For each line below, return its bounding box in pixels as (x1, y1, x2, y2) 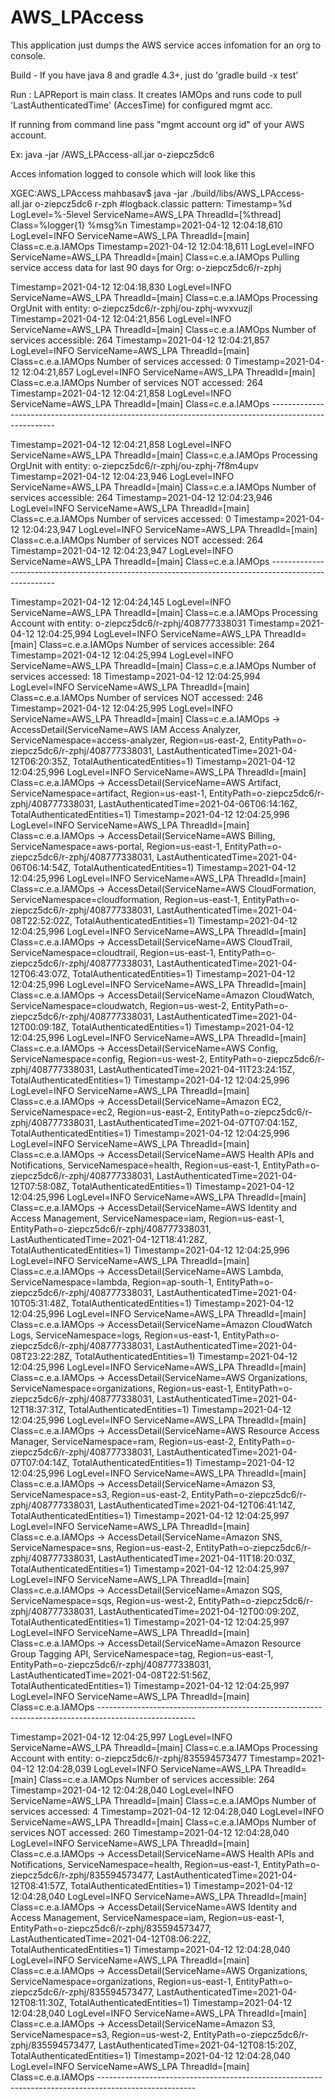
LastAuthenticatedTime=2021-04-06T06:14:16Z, (98, 797, 298, 810)
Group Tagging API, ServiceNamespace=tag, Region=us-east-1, (10, 1647, 274, 1660)
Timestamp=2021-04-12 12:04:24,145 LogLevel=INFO (10, 596, 232, 608)
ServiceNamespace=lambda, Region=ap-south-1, (10, 1276, 215, 1288)
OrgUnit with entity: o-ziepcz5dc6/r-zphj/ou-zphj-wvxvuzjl (10, 302, 253, 314)
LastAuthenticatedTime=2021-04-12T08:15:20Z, (98, 2039, 297, 2051)
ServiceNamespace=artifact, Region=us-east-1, (10, 787, 207, 799)
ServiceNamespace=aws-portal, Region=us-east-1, (10, 840, 223, 852)
